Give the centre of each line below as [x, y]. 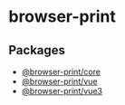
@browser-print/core [61, 72]
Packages [37, 50]
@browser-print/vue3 [62, 91]
